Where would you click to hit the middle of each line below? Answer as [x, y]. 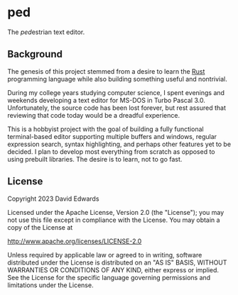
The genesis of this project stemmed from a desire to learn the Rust [106, 71]
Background [35, 54]
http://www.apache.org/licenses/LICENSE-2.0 [75, 241]
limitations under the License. [50, 285]
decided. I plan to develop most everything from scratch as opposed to [111, 151]
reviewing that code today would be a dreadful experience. [93, 115]
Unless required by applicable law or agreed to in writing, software [105, 255]
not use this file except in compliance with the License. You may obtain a [114, 220]
